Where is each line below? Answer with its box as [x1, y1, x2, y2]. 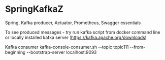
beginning [5, 49, 26, 55]
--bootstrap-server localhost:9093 [26, 49, 97, 55]
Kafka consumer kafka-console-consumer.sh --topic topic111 [5, 44, 129, 50]
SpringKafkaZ [5, 3, 64, 15]
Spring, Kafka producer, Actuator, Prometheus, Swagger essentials [5, 20, 141, 26]
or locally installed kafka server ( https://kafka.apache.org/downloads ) [5, 34, 147, 40]
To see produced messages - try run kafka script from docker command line [5, 29, 161, 35]
